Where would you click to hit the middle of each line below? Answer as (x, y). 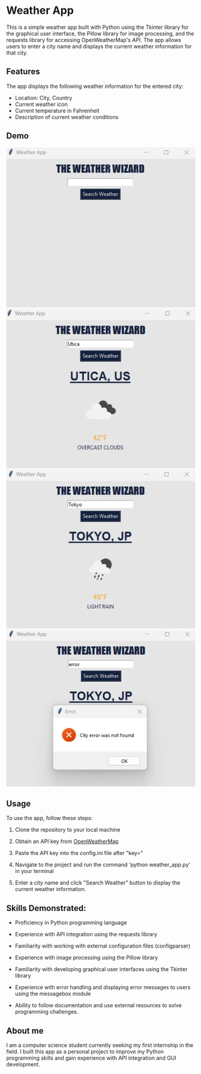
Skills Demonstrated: (46, 908)
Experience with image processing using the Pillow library (86, 958)
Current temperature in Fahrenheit (57, 110)
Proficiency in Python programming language (71, 923)
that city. (17, 52)
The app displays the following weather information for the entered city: (95, 86)
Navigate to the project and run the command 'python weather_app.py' (103, 865)
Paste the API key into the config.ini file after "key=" (79, 853)
